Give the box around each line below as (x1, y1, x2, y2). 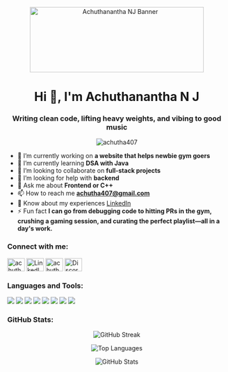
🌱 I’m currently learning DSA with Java (17, 159, 129, 167)
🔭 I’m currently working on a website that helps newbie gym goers (17, 152, 211, 160)
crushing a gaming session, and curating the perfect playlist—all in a (17, 217, 220, 226)
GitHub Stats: (7, 315, 54, 324)
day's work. (17, 224, 53, 233)
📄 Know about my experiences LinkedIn (17, 199, 131, 208)
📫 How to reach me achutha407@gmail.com (17, 189, 150, 198)
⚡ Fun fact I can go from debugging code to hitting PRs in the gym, (17, 207, 212, 215)
